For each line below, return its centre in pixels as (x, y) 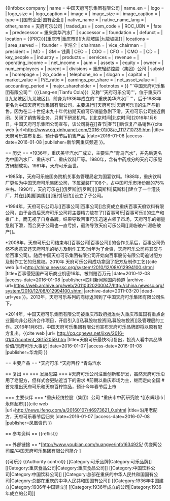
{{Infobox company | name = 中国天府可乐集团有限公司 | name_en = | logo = (85, 8)
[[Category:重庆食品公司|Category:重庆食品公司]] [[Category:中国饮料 (78, 468)
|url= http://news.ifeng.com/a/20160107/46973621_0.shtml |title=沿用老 (79, 410)
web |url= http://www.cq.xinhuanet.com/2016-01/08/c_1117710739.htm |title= (85, 130)
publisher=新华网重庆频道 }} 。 (76, 142)
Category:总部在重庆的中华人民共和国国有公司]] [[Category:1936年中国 (85, 481)
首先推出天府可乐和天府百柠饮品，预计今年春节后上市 (61, 387)
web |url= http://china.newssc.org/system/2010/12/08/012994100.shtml (79, 267)
